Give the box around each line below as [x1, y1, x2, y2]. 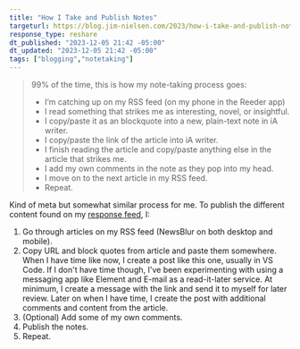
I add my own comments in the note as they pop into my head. [44, 163, 274, 174]
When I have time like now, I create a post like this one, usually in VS [21, 255, 274, 265]
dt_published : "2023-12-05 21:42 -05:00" [9, 38, 166, 47]
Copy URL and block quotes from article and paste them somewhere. [21, 245, 277, 256]
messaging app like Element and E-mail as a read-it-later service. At [21, 274, 273, 285]
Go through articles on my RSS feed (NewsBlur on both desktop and [21, 226, 273, 237]
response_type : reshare [9, 30, 98, 38]
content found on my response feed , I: [9, 209, 150, 219]
